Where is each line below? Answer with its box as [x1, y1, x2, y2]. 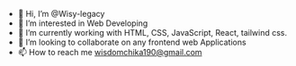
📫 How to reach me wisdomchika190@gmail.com [17, 47, 202, 57]
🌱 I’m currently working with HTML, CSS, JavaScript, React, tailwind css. [17, 28, 288, 37]
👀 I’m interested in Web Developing [17, 18, 148, 29]
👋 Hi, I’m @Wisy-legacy [17, 9, 105, 19]
